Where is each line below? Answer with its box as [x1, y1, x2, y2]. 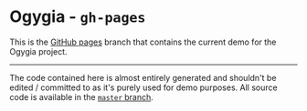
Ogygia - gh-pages [9, 6, 146, 27]
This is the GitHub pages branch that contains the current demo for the [9, 36, 277, 47]
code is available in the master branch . [9, 91, 153, 102]
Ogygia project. [9, 45, 68, 56]
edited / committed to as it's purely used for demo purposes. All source [9, 82, 278, 93]
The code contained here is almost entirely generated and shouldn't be [9, 72, 277, 83]
